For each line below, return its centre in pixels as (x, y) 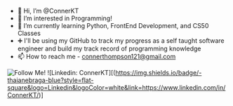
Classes (29, 33)
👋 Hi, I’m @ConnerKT (48, 11)
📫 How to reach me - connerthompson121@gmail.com (96, 57)
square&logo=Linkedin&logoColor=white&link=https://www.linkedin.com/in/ (116, 87)
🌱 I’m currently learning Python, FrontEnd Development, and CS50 (113, 26)
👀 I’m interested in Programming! (65, 18)
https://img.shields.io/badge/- (159, 73)
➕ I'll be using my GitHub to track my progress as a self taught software (121, 41)
